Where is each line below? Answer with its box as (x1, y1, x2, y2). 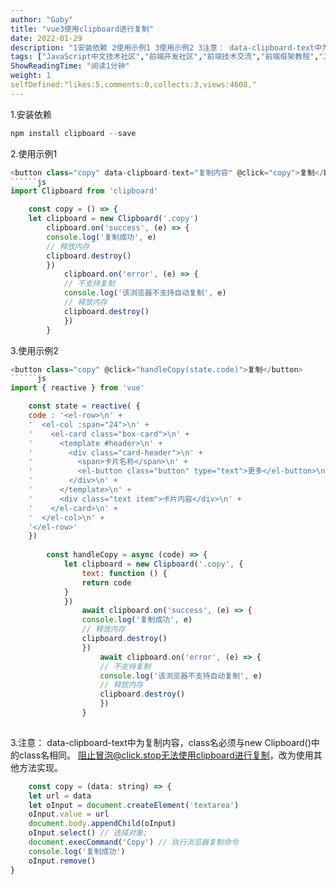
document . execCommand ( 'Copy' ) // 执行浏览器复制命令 (28, 837, 239, 847)
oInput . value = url (28, 809, 110, 820)
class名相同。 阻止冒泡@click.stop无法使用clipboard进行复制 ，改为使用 (18, 749, 314, 761)
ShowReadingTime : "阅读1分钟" (10, 61, 130, 71)
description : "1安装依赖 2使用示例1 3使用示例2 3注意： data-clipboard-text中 (10, 42, 323, 53)
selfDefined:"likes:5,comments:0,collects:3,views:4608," (10, 80, 257, 90)
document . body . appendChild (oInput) (28, 819, 177, 829)
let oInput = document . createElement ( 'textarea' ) (28, 800, 240, 810)
